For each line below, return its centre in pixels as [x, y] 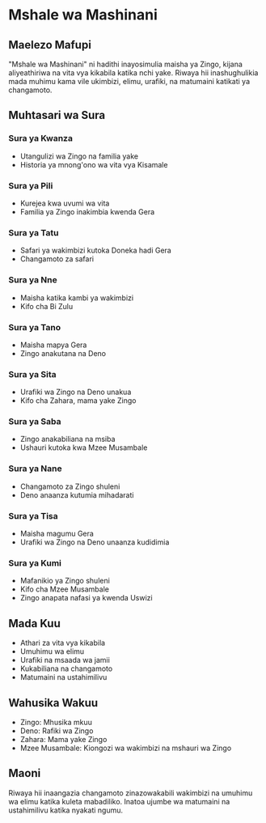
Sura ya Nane [35, 469]
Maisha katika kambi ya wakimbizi [77, 298]
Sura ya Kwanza [40, 138]
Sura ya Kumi [35, 562]
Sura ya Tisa [33, 515]
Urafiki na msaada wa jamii [65, 660]
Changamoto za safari [57, 259]
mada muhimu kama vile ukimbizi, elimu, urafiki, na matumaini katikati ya [129, 81]
